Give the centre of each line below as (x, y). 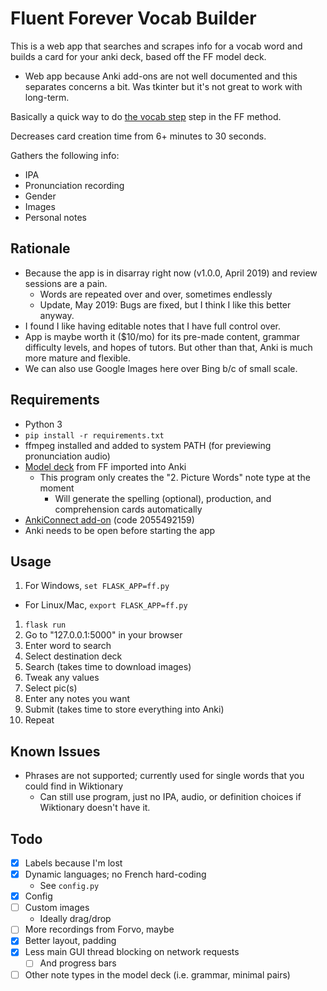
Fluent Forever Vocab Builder (133, 18)
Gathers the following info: (65, 155)
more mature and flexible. (77, 358)
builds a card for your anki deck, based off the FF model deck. (138, 56)
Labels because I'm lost (73, 863)
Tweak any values (62, 678)
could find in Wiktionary (74, 786)
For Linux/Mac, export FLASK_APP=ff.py (106, 605)
